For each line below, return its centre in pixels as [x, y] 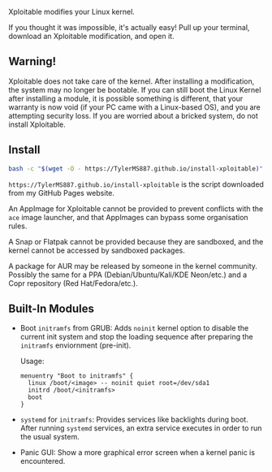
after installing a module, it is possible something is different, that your [126, 98]
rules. [18, 226]
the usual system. [50, 437]
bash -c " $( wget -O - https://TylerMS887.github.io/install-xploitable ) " [136, 169]
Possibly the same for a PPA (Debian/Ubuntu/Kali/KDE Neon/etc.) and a [128, 275]
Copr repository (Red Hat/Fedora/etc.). [73, 283]
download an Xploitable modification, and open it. [91, 36]
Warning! [32, 61]
